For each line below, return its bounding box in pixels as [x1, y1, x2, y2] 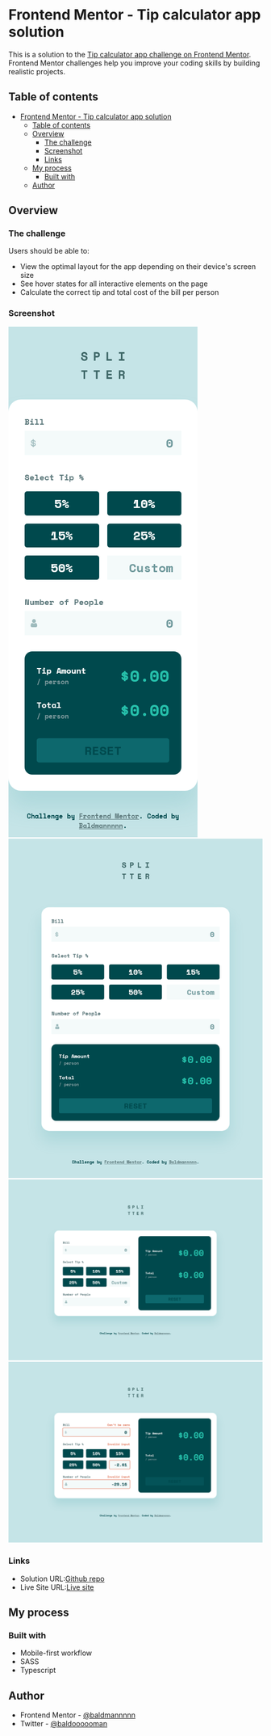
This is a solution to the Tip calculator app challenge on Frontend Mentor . [8, 49, 252, 59]
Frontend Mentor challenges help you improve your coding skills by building [8, 58, 261, 68]
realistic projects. [8, 66, 66, 76]
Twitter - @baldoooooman [19, 1719, 108, 1729]
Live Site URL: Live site [19, 1582, 94, 1592]
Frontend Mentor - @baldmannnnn [19, 1710, 135, 1720]
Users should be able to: [8, 246, 90, 256]
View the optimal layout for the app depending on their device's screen [19, 262, 256, 271]
